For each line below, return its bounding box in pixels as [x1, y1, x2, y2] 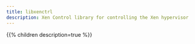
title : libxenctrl [6, 8, 53, 15]
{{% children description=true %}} [6, 31, 92, 38]
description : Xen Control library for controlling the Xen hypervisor [6, 14, 189, 20]
